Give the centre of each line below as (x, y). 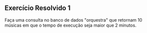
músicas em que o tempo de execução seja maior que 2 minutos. (71, 25)
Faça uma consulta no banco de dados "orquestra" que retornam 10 (73, 20)
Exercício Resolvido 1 (38, 8)
